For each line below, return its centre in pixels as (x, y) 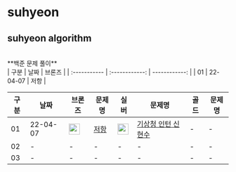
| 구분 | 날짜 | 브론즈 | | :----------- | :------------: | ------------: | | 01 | (107, 72)
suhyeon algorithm (50, 38)
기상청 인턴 (154, 124)
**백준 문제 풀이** (32, 63)
